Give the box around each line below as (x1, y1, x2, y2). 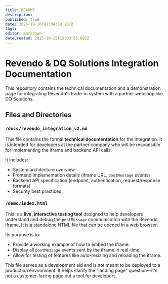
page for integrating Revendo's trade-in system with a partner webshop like (5, 90, 163, 96)
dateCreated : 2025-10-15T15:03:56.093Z (5, 36, 90, 41)
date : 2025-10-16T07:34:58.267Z (5, 21, 73, 27)
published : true (5, 17, 39, 22)
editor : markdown (5, 31, 42, 36)
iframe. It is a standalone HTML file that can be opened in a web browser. (5, 222, 158, 228)
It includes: (5, 157, 28, 163)
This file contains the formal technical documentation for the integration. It (5, 136, 162, 142)
